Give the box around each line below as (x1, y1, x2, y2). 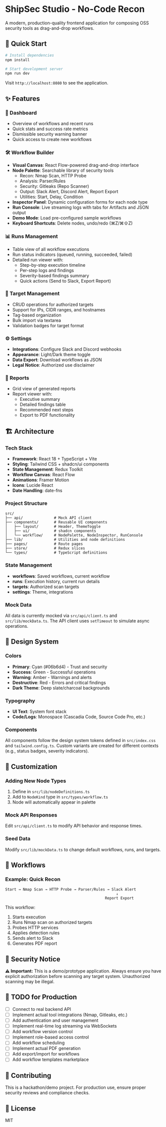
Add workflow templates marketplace (12, 1056, 89, 1062)
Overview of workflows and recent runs (12, 120, 94, 126)
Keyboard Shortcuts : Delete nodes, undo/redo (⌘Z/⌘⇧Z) (12, 220, 133, 226)
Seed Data (5, 835, 31, 842)
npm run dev (5, 71, 30, 76)
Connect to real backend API (12, 1006, 71, 1012)
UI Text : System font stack (12, 708, 67, 714)
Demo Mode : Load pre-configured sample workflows (12, 215, 121, 221)
